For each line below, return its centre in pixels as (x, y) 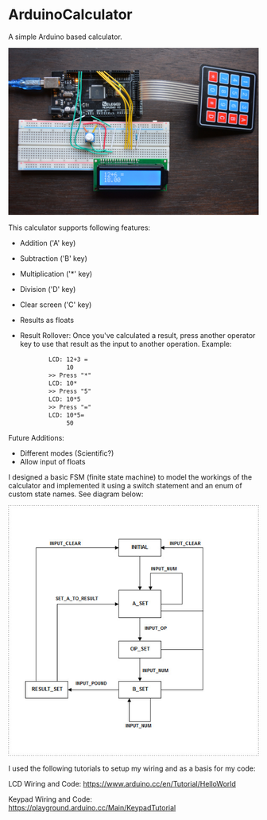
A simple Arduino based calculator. (66, 37)
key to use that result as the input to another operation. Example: (126, 344)
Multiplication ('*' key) (56, 274)
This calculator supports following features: (79, 227)
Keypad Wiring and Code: (50, 799)
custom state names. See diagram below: (76, 494)
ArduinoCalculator (70, 15)
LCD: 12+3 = (68, 359)
